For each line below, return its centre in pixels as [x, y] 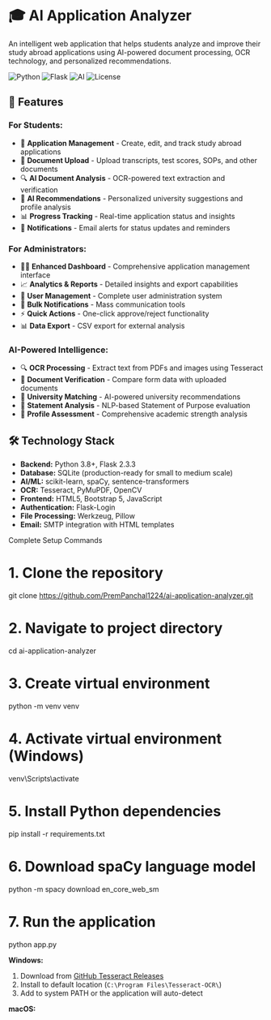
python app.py [33, 944]
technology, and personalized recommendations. [90, 61]
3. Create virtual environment [109, 684]
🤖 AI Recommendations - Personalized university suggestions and [131, 198]
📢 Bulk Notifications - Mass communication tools [103, 304]
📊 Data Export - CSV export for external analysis [102, 325]
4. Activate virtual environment [115, 739]
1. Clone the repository [86, 573]
